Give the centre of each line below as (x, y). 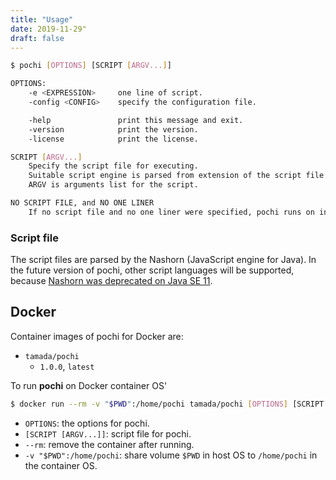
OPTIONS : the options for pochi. (87, 423)
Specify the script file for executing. (113, 166)
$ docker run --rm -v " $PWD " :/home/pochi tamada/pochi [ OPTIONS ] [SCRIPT (167, 404)
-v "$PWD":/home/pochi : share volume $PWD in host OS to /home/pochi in (171, 455)
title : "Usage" (42, 19)
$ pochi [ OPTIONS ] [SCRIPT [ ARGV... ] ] (91, 66)
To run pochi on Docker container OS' (89, 385)
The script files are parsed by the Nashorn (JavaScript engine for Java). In (163, 260)
